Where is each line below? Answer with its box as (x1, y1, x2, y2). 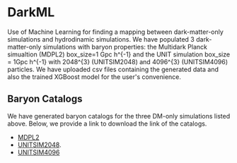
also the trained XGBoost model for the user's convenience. (7, 72, 182, 81)
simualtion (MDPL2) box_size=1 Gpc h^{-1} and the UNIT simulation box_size (7, 50, 231, 59)
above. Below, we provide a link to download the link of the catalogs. (7, 119, 207, 128)
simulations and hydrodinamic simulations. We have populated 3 (7, 35, 195, 43)
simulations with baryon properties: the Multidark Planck (42, 42, 207, 51)
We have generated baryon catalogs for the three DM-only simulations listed (7, 111, 231, 120)
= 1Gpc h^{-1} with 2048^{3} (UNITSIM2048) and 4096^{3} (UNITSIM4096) (7, 57, 229, 66)
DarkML (7, 4, 55, 20)
